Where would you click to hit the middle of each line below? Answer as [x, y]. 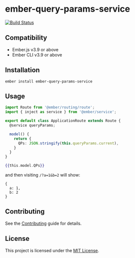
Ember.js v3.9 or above [35, 49]
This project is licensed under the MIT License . [52, 250]
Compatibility [26, 38]
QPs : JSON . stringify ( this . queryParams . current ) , [68, 143]
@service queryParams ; [32, 125]
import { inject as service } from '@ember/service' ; [61, 112]
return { [23, 139]
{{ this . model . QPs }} [25, 166]
